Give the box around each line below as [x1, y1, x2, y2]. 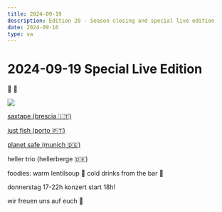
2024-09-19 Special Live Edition [7, 61, 203, 77]
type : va [7, 30, 33, 38]
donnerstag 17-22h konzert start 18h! [7, 183, 116, 191]
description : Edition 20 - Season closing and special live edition [7, 17, 215, 24]
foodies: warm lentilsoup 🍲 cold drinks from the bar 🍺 [7, 169, 164, 178]
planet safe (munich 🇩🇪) [7, 141, 81, 149]
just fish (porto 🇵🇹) [7, 126, 65, 135]
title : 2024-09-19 [7, 10, 62, 18]
